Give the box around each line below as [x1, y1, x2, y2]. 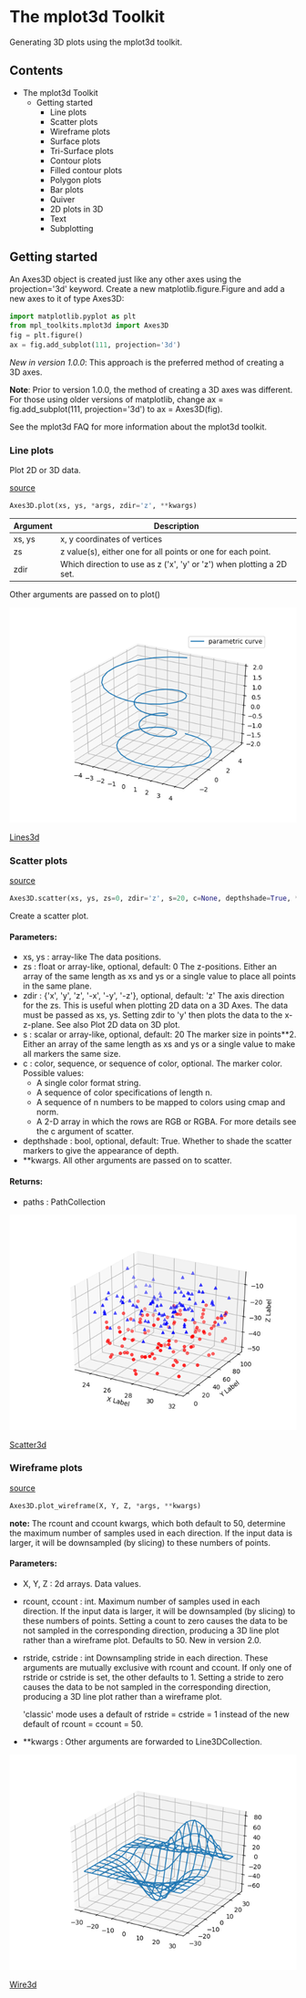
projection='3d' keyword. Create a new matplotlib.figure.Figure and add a [9, 283, 285, 294]
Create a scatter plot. [9, 910, 89, 922]
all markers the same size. [22, 1049, 121, 1060]
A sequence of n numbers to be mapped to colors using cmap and [36, 1097, 286, 1108]
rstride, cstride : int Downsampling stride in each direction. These [22, 1652, 269, 1663]
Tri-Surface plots [49, 145, 114, 156]
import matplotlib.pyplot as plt [9, 312, 137, 321]
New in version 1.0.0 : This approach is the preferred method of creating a [9, 357, 284, 368]
